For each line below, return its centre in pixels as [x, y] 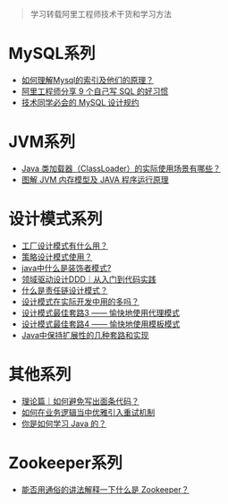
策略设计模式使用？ [57, 256]
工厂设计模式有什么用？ [64, 245]
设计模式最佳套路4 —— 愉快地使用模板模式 [101, 324]
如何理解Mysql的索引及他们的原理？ [87, 80]
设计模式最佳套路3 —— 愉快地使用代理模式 [101, 312]
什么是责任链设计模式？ [64, 290]
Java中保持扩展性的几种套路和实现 [85, 335]
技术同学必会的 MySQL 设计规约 [80, 102]
